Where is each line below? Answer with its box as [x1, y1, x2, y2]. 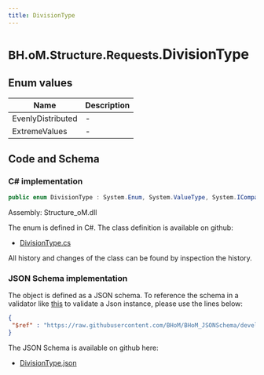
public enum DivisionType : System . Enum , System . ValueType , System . [8, 194, 237, 202]
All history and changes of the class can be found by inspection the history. [8, 253, 253, 263]
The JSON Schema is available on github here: [8, 343, 159, 353]
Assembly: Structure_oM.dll [8, 208, 97, 217]
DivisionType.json [19, 359, 77, 368]
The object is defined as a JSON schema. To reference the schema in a [8, 291, 239, 300]
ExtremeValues [12, 126, 68, 137]
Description [85, 100, 130, 111]
